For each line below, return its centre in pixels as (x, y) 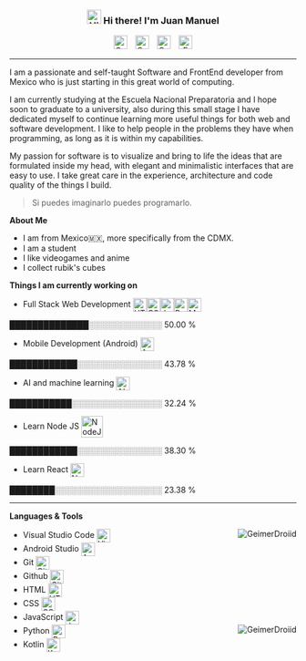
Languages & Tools (46, 516)
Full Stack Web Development (76, 305)
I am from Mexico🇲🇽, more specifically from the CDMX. (128, 238)
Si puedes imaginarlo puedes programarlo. (112, 203)
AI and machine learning (68, 383)
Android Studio (51, 549)
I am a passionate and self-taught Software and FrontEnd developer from (147, 72)
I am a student (50, 248)
